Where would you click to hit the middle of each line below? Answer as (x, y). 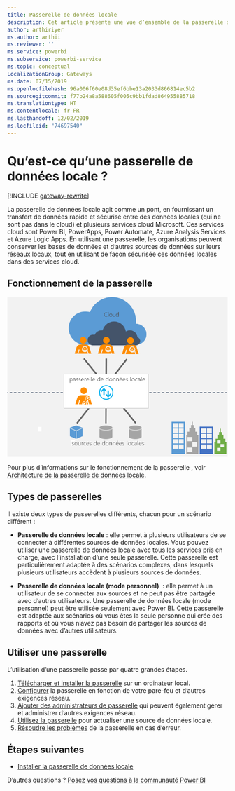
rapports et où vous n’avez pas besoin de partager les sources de (112, 623)
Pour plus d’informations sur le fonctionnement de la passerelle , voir (107, 468)
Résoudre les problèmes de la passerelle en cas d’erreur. (99, 728)
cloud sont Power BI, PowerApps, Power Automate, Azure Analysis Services (116, 231)
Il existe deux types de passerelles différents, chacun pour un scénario (109, 514)
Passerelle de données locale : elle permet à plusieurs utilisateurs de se (121, 535)
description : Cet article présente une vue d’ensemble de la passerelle (115, 22)
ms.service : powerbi (37, 52)
